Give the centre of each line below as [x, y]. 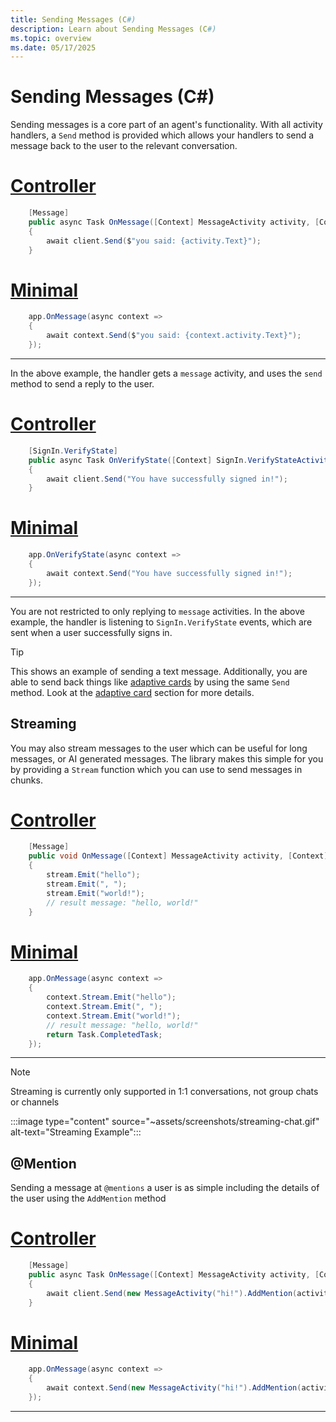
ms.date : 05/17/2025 [53, 47]
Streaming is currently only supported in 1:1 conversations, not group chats [164, 1092]
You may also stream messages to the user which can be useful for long [159, 748]
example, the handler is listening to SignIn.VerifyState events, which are [161, 622]
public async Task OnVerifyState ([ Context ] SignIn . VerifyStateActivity [180, 460]
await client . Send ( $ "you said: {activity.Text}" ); [154, 241]
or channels [35, 1102]
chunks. [26, 780]
